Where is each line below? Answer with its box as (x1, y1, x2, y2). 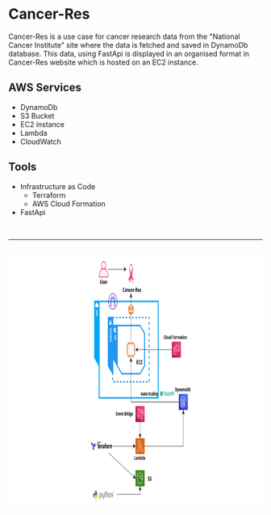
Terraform (31, 190, 66, 200)
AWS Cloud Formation (31, 199, 106, 209)
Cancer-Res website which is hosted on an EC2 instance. (8, 57, 199, 67)
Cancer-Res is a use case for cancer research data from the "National (8, 32, 240, 41)
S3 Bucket (19, 111, 55, 120)
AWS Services (8, 81, 82, 95)
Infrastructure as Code (19, 181, 96, 191)
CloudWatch (19, 137, 62, 146)
